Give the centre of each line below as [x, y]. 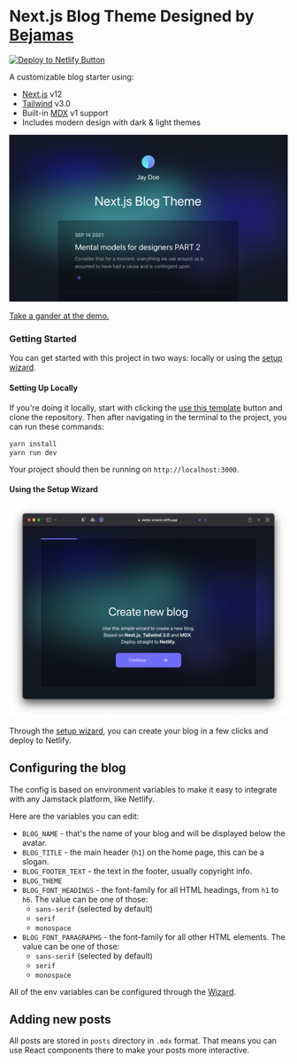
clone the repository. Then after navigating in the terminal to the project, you [148, 417]
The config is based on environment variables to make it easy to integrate [143, 789]
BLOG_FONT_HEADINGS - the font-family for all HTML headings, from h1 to [150, 889]
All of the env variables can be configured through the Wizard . [123, 991]
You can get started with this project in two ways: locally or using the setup [146, 358]
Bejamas [42, 35]
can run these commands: [57, 426]
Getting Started [43, 339]
